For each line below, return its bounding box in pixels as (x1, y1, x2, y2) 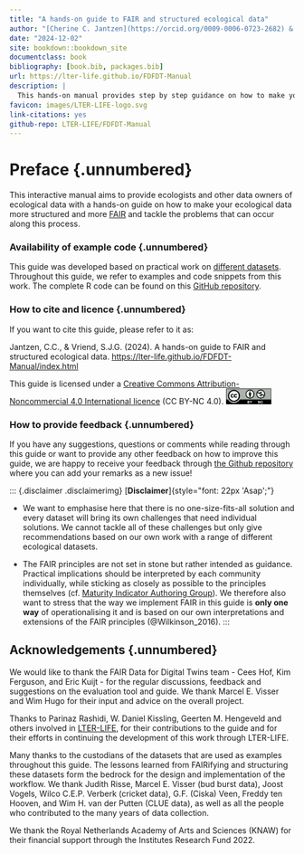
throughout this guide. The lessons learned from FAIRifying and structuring (9, 759, 289, 770)
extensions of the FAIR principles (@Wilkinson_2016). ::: (22, 616, 231, 628)
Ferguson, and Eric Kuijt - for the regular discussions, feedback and (9, 676, 261, 687)
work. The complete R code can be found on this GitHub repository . (9, 280, 261, 291)
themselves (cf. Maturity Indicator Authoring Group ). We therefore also (22, 588, 287, 599)
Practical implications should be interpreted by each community (22, 568, 261, 579)
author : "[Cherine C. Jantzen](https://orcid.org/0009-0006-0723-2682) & (9, 24, 294, 33)
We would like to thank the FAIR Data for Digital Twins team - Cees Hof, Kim (9, 666, 291, 678)
